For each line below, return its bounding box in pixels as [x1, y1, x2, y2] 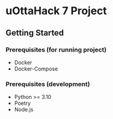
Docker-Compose [14, 65, 58, 72]
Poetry [14, 99, 31, 107]
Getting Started [5, 28, 64, 38]
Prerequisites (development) [5, 80, 90, 88]
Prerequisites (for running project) [5, 46, 107, 54]
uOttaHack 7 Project [5, 4, 108, 18]
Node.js [14, 106, 34, 113]
